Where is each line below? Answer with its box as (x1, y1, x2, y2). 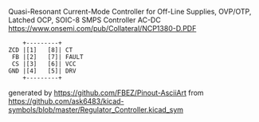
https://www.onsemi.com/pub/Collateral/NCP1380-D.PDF (8, 24, 197, 33)
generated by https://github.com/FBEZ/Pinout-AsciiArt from (8, 88, 205, 97)
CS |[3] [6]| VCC (11, 60, 77, 68)
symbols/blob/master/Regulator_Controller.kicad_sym (8, 105, 184, 114)
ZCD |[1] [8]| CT (8, 46, 73, 54)
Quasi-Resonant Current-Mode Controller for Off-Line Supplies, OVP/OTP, (8, 7, 252, 16)
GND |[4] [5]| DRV (8, 67, 77, 75)
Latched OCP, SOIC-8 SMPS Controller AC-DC (8, 15, 161, 25)
